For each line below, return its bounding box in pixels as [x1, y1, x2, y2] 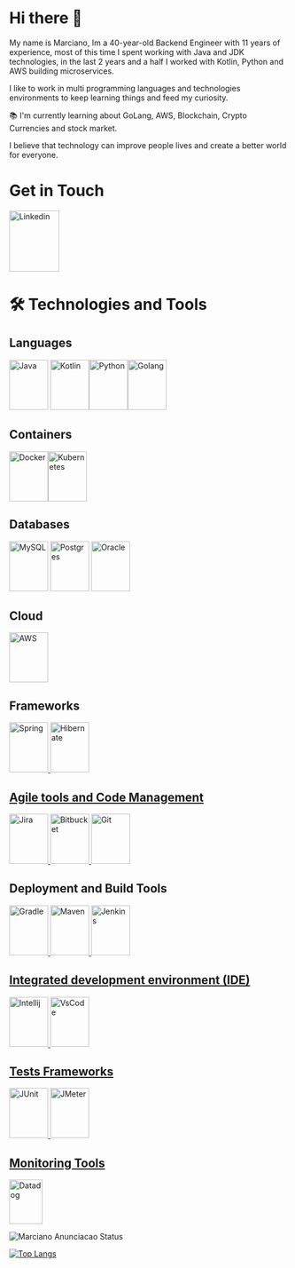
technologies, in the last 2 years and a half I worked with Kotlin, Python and [9, 56, 283, 67]
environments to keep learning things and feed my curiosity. [9, 92, 229, 103]
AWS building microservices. [9, 66, 114, 76]
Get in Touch [9, 181, 105, 201]
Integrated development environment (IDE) [9, 972, 251, 988]
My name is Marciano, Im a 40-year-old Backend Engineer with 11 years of [9, 37, 281, 48]
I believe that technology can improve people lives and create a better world [9, 139, 287, 150]
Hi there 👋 [9, 8, 82, 28]
